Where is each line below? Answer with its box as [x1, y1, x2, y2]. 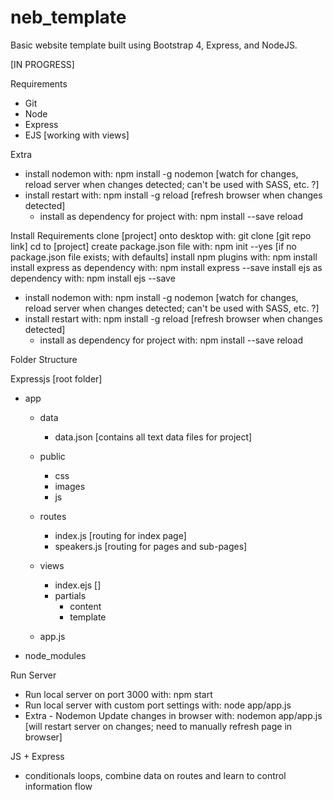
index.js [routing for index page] [54, 529, 187, 541]
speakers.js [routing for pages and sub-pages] [54, 540, 248, 552]
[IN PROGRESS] [10, 58, 75, 70]
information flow [24, 780, 93, 792]
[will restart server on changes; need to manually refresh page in [24, 720, 293, 732]
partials [54, 589, 87, 601]
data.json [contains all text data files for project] [54, 431, 253, 443]
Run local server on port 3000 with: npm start [24, 688, 213, 700]
